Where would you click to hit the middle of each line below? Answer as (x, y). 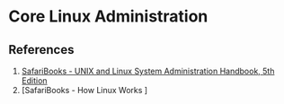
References (41, 50)
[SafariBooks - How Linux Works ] (84, 90)
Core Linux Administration (108, 17)
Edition (34, 81)
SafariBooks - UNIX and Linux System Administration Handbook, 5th (148, 71)
